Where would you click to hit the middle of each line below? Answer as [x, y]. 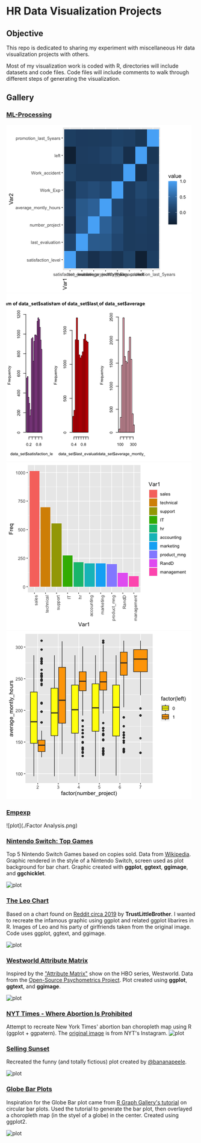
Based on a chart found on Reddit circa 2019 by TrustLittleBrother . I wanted [101, 914]
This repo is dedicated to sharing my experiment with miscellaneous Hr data [101, 48]
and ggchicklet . [26, 874]
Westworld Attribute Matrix [47, 960]
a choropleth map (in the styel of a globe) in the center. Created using [93, 1115]
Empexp [19, 812]
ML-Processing [29, 115]
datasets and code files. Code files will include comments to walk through [98, 72]
